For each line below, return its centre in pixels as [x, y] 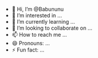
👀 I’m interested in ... [37, 15]
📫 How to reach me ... [39, 35]
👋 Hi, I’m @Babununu [38, 9]
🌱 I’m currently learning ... [43, 22]
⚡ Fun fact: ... [28, 50]
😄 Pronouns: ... [31, 43]
